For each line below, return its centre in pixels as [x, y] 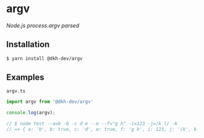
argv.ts [16, 91]
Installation [28, 44]
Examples [25, 77]
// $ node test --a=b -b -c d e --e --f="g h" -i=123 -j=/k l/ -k [92, 124]
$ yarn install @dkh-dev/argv [45, 58]
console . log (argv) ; [31, 113]
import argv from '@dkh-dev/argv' [50, 102]
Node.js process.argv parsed [43, 25]
